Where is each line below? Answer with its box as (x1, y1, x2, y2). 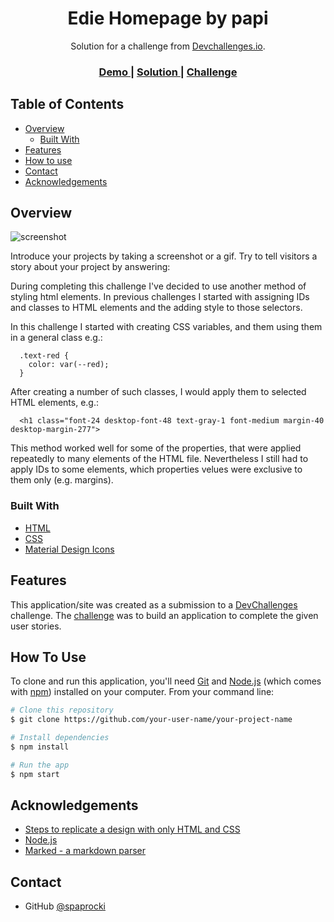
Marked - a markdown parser (24, 845, 147, 857)
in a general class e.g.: (10, 332, 103, 344)
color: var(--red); (28, 360, 110, 370)
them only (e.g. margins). (10, 474, 114, 486)
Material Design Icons (24, 543, 115, 555)
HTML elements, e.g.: (10, 397, 100, 409)
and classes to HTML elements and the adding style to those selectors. (10, 302, 303, 314)
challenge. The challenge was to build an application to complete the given (10, 609, 319, 621)
